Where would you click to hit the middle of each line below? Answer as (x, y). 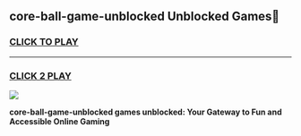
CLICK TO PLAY (44, 42)
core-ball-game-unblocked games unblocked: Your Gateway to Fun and (146, 112)
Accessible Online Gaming (60, 121)
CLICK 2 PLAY (40, 75)
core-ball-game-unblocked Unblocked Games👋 (145, 17)
